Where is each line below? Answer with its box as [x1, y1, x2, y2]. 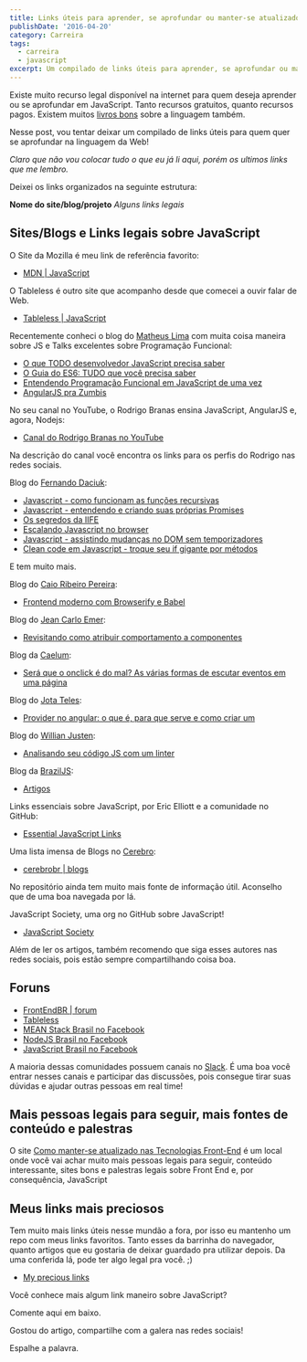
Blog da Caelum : [9, 649, 72, 660]
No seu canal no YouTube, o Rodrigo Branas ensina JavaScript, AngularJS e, [9, 404, 297, 416]
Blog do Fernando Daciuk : [9, 477, 108, 488]
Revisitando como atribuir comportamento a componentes [22, 631, 243, 642]
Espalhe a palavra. [9, 1343, 79, 1354]
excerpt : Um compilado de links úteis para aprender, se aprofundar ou [9, 65, 288, 74]
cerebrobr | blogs [22, 863, 89, 874]
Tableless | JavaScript [22, 312, 107, 323]
